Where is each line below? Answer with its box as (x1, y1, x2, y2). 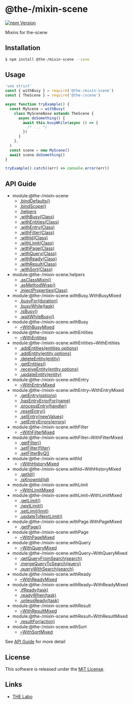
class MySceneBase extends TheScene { (14, 111, 94, 116)
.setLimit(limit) (19, 508, 49, 514)
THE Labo (12, 694, 33, 700)
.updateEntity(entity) (19, 372, 62, 377)
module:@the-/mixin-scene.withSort (12, 624, 87, 630)
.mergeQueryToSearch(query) (19, 561, 82, 567)
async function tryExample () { (5, 102, 70, 107)
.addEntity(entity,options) (19, 350, 72, 357)
